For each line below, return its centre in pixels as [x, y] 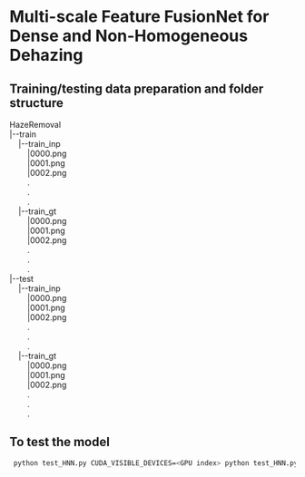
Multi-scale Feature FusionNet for [139, 17]
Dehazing [46, 55]
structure [36, 103]
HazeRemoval [35, 125]
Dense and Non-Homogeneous [128, 36]
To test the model [60, 442]
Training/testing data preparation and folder [137, 88]
